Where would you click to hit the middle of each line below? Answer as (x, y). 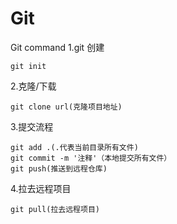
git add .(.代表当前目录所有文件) (74, 147)
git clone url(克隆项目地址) (66, 107)
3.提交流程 (32, 126)
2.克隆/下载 (33, 86)
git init (28, 66)
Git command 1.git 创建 (57, 47)
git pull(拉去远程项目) (55, 209)
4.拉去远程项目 (41, 188)
